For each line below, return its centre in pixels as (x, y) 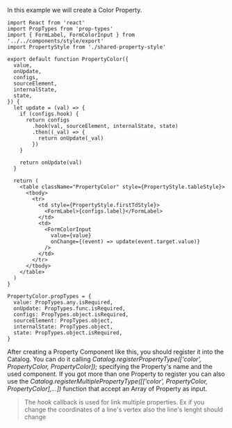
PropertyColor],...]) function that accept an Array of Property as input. (107, 389)
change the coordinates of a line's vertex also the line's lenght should (124, 410)
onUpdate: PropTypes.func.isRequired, (70, 308)
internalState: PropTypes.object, (63, 327)
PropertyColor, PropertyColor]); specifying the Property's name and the (110, 367)
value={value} (71, 236)
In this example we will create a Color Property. (75, 10)
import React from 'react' (46, 23)
